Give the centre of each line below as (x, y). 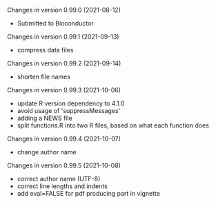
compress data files (45, 50)
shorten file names (44, 76)
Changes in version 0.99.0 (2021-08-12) (64, 10)
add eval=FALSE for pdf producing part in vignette (89, 193)
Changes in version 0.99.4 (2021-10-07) (64, 139)
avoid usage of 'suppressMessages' (69, 111)
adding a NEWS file (45, 118)
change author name (47, 152)
